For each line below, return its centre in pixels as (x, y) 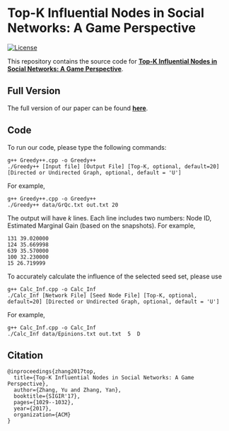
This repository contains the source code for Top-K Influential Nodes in (112, 61)
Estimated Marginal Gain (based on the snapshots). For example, (101, 225)
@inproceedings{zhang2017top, (52, 372)
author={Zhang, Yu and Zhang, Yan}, (67, 390)
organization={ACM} (42, 415)
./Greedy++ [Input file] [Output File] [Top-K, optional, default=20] (113, 166)
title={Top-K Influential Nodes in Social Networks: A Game (104, 378)
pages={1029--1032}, (44, 403)
